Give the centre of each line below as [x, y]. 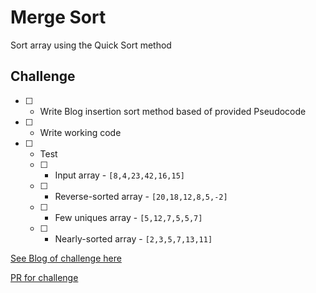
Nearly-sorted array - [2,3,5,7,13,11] [133, 238]
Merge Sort [58, 17]
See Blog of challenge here [66, 258]
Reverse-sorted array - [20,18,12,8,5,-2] [141, 196]
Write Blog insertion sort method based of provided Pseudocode [173, 111]
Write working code [80, 132]
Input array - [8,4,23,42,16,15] [119, 175]
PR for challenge [44, 277]
